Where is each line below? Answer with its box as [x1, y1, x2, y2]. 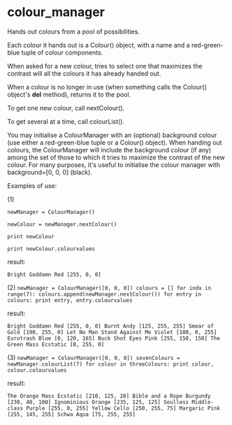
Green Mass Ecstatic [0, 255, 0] [7, 340, 105, 348]
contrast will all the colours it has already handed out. [7, 69, 161, 78]
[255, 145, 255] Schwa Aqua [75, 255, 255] [7, 410, 136, 418]
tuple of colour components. [21, 48, 103, 57]
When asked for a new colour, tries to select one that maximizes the [7, 62, 203, 70]
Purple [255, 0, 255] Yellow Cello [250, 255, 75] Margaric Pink [25, 405, 220, 412]
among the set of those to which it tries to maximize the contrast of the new [7, 153, 226, 161]
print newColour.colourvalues [7, 245, 96, 252]
